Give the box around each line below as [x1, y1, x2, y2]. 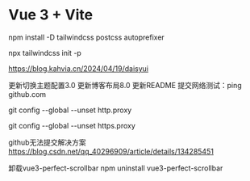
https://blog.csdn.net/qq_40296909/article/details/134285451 [8, 146, 214, 156]
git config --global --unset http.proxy [8, 105, 132, 115]
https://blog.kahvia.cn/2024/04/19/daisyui [8, 63, 149, 74]
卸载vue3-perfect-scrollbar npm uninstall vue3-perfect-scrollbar [8, 163, 223, 173]
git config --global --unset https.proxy [8, 120, 135, 130]
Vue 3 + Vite [8, 6, 94, 24]
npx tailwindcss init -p [8, 48, 82, 57]
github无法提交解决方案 [8, 137, 86, 147]
